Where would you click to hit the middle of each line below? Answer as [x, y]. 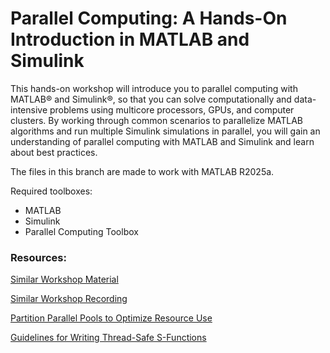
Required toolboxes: [51, 191]
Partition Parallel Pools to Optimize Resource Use [111, 318]
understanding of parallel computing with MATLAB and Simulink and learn [162, 141]
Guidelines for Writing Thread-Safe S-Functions [108, 338]
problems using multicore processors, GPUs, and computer [172, 109]
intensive [29, 109]
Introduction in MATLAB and [130, 39]
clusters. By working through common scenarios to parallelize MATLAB [157, 120]
